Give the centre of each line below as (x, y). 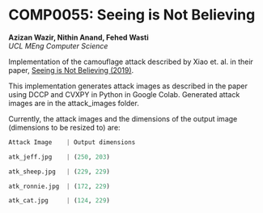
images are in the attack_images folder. (74, 103)
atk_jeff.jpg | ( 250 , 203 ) (59, 157)
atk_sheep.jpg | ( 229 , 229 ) (59, 172)
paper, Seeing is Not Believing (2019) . (71, 70)
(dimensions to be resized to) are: (64, 127)
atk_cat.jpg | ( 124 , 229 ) (59, 201)
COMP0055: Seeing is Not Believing (132, 15)
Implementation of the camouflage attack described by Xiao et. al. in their (131, 62)
